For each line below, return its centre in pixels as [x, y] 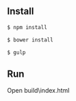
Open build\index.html [38, 91]
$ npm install [27, 27]
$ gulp [16, 52]
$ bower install [30, 40]
